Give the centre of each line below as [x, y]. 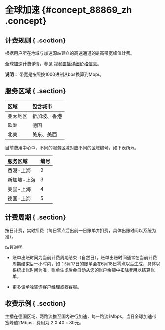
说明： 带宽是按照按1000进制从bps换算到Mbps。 [55, 74]
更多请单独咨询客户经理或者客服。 [47, 287]
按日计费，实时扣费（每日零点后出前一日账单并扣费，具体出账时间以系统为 [81, 230]
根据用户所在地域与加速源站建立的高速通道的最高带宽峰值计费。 [70, 53]
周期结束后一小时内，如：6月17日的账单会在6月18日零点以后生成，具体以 [86, 264]
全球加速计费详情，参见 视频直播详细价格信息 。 [53, 64]
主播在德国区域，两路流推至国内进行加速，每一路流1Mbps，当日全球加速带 [81, 316]
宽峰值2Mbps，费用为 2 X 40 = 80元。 [44, 323]
